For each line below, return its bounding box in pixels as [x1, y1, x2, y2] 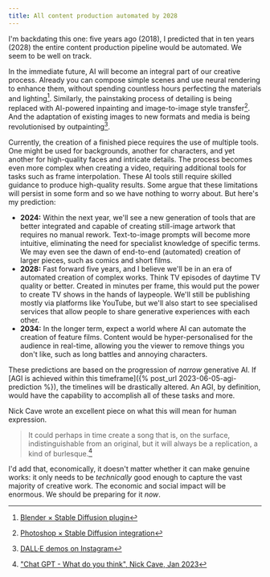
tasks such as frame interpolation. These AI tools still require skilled [8, 171, 232, 181]
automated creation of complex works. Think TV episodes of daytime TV [19, 272, 261, 282]
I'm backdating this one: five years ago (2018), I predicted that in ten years [8, 34, 255, 43]
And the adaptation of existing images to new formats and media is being [8, 112, 251, 121]
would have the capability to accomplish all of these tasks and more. [8, 391, 235, 400]
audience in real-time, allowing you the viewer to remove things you [19, 341, 245, 350]
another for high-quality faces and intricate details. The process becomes [8, 154, 253, 164]
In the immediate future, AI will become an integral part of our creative [8, 66, 241, 76]
